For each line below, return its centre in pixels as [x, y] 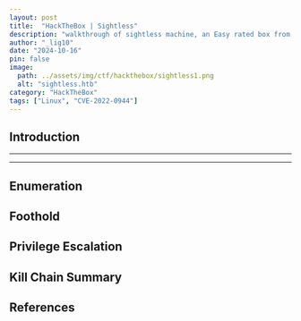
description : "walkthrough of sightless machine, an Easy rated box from [150, 34]
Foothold [35, 216]
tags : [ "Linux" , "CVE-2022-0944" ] [74, 101]
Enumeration [46, 186]
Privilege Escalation [66, 247]
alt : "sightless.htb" [58, 84]
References [42, 308]
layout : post [34, 17]
